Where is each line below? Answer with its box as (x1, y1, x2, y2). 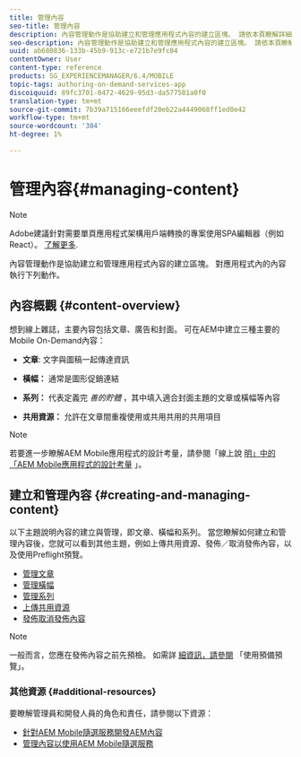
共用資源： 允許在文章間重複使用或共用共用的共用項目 (21, 411, 221, 422)
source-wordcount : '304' (9, 122, 102, 131)
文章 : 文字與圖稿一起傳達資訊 (21, 353, 130, 364)
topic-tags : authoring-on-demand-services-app (9, 80, 186, 89)
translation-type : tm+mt (9, 96, 102, 106)
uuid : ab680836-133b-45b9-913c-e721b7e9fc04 (9, 47, 178, 56)
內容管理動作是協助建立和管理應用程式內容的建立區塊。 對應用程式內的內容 (9, 257, 287, 269)
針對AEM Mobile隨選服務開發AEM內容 (21, 727, 163, 737)
